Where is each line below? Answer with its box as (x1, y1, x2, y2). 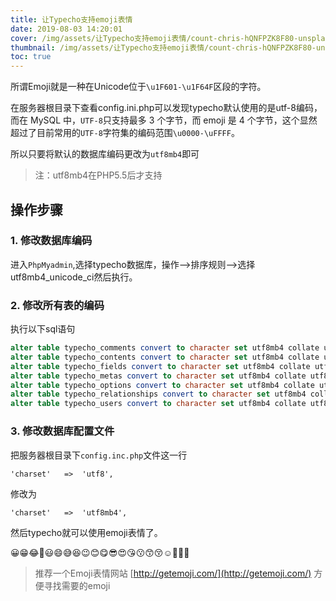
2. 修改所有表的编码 (10, 298, 105, 312)
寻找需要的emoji (43, 579, 111, 591)
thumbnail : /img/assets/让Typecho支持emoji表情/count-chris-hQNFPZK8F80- (10, 42, 317, 53)
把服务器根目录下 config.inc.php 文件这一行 (10, 449, 188, 461)
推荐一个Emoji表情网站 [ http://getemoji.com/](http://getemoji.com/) (34, 567, 312, 579)
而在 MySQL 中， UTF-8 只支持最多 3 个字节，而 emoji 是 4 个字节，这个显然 (10, 114, 318, 126)
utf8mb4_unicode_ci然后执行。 (10, 271, 138, 283)
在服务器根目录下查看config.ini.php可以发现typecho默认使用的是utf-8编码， (10, 102, 323, 114)
